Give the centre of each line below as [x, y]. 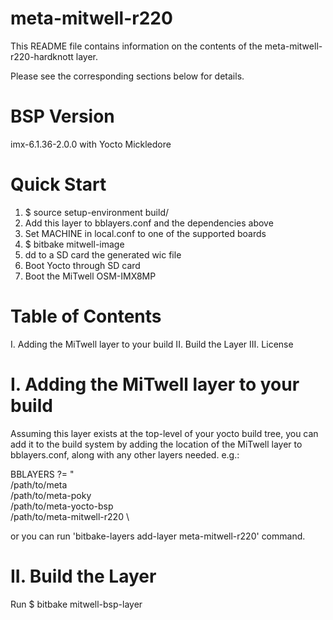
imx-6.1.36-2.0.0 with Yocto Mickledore [91, 144]
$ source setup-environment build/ [96, 212]
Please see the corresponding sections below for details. [127, 76]
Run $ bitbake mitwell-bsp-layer [76, 604]
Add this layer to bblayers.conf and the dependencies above [149, 223]
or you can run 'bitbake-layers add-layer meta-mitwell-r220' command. [158, 536]
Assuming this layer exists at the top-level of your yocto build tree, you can [164, 433]
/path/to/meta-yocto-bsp [62, 506]
